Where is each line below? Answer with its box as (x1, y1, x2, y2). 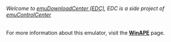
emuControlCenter (6, 11, 51, 18)
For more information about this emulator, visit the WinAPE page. (6, 30, 165, 37)
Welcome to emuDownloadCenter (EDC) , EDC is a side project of (6, 5, 164, 12)
